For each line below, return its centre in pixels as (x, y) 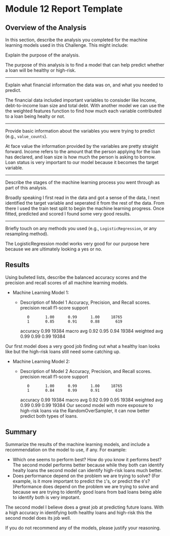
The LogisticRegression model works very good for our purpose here (77, 244)
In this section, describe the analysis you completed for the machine (76, 40)
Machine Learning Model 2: (41, 361)
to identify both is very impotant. (47, 497)
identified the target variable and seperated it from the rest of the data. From (85, 203)
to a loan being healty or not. (35, 116)
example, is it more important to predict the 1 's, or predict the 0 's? (81, 481)
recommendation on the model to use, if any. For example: (66, 450)
